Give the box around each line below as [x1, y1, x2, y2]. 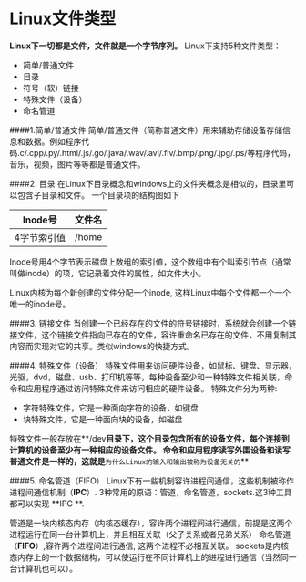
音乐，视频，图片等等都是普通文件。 [9, 159, 146, 170]
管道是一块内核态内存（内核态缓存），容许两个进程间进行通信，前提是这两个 [9, 517, 293, 528]
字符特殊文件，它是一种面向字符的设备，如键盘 [22, 402, 199, 413]
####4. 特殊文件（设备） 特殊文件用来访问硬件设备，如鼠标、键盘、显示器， [9, 359, 297, 370]
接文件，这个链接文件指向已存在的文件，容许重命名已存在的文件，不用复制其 [9, 329, 297, 340]
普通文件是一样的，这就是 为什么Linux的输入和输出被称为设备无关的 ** [9, 455, 249, 466]
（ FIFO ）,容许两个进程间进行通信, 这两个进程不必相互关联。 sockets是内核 [9, 540, 290, 551]
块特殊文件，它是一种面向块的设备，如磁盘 [22, 413, 183, 424]
